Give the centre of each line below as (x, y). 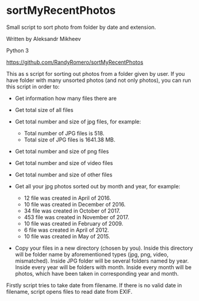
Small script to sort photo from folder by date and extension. (81, 27)
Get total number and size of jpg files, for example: (78, 122)
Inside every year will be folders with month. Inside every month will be (103, 267)
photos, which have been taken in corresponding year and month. (97, 273)
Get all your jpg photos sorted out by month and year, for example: (98, 186)
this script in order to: (33, 86)
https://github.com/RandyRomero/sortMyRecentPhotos (75, 62)
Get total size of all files (44, 110)
